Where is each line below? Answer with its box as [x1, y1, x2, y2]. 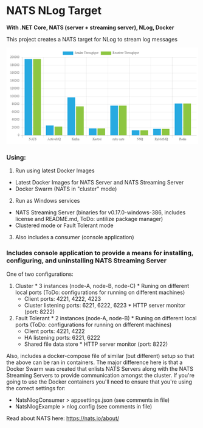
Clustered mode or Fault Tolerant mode [15, 222, 114, 229]
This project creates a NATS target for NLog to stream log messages [6, 35, 178, 43]
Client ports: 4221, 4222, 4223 [24, 295, 101, 302]
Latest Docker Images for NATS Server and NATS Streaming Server [15, 179, 184, 186]
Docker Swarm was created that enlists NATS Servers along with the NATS [6, 365, 193, 372]
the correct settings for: [6, 384, 66, 391]
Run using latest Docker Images [15, 167, 95, 174]
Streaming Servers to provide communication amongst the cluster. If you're [6, 371, 194, 379]
